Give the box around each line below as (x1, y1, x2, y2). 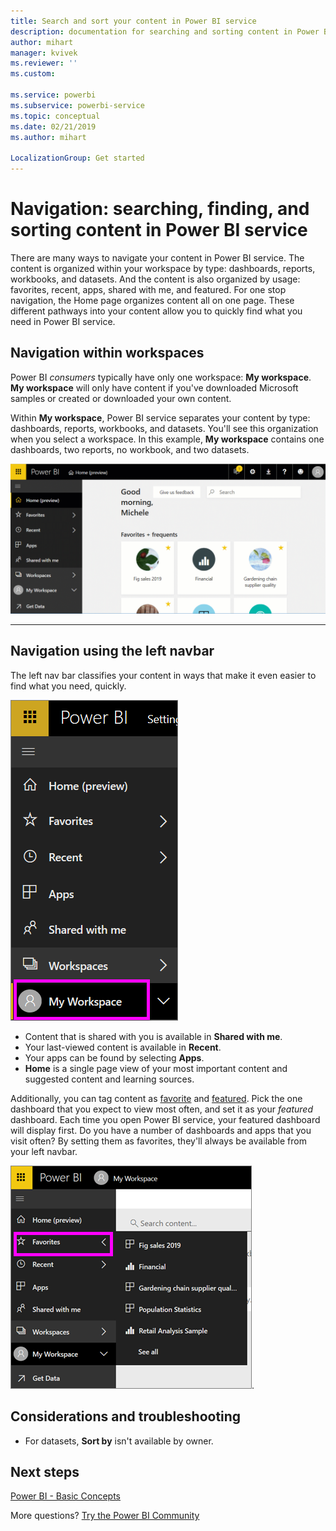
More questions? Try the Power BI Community (10, 1510, 200, 1522)
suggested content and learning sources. (24, 1073, 195, 1085)
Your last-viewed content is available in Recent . (24, 1041, 222, 1053)
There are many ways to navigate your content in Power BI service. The (10, 251, 305, 264)
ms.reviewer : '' (10, 58, 78, 69)
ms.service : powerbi (10, 90, 97, 100)
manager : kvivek (10, 48, 78, 58)
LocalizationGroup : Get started (10, 153, 145, 164)
